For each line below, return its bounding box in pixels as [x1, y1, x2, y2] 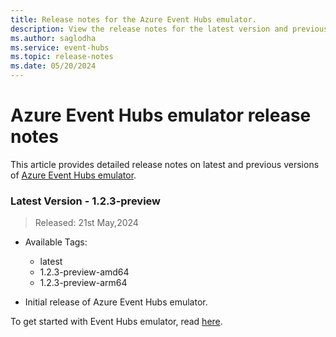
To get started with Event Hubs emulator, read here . [10, 316, 223, 328]
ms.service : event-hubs [10, 42, 110, 53]
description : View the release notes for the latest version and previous [10, 24, 329, 34]
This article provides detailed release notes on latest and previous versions [10, 158, 320, 170]
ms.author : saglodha [10, 33, 97, 43]
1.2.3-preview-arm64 [39, 277, 128, 289]
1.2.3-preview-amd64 [39, 266, 130, 278]
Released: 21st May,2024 [34, 217, 139, 229]
